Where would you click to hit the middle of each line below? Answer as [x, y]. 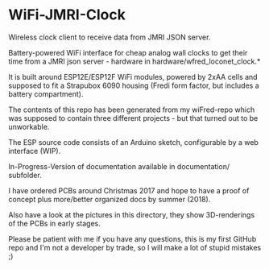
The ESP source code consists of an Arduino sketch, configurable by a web [134, 142]
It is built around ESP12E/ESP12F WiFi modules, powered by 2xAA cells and [133, 77]
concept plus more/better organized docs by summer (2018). [110, 199]
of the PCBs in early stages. [54, 223]
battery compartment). [46, 93]
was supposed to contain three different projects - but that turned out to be [133, 118]
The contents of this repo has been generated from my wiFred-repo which [132, 110]
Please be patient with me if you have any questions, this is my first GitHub [132, 238]
